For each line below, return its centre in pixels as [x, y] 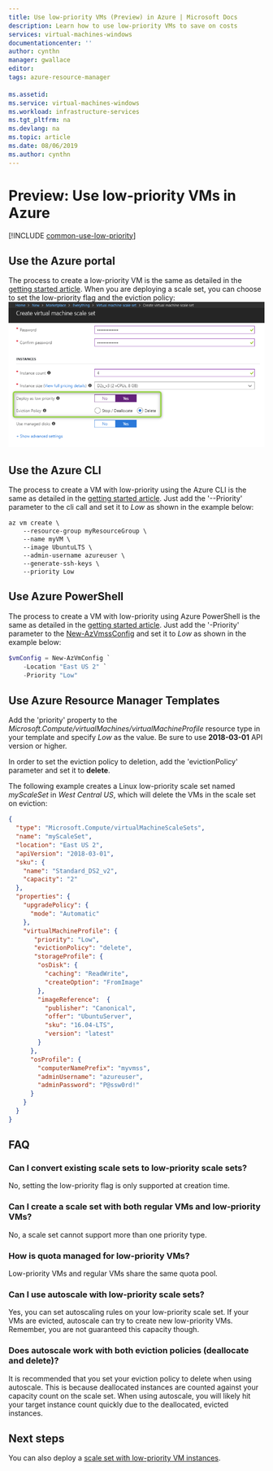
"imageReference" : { [74, 999]
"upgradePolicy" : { [56, 905]
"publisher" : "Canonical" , [90, 1008]
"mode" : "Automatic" [65, 914]
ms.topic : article [39, 137]
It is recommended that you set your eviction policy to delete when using [130, 1378]
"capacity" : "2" [51, 879]
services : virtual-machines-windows [70, 34]
